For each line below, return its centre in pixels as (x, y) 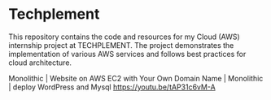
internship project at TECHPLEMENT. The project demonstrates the (121, 45)
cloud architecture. (40, 63)
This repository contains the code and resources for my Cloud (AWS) (124, 37)
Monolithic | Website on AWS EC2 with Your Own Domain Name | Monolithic (136, 78)
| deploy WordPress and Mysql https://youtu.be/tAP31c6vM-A (112, 87)
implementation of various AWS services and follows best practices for (127, 54)
